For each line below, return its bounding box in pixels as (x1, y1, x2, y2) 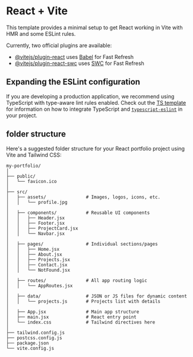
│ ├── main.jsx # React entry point (6, 314, 137, 320)
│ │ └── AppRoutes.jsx (6, 283, 73, 288)
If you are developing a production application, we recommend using (6, 92, 175, 100)
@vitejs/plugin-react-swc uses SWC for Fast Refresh (14, 60, 144, 67)
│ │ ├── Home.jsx (6, 246, 60, 252)
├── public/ (6, 173, 36, 179)
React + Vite (6, 4, 68, 18)
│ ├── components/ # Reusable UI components (6, 210, 150, 216)
